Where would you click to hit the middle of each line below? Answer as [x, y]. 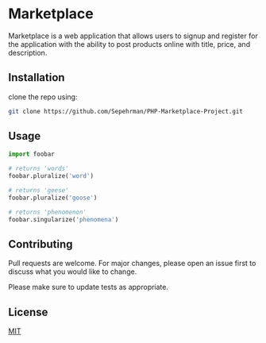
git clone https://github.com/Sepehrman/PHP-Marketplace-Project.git [126, 111]
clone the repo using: [43, 97]
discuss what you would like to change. [73, 272]
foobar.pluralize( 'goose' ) [53, 198]
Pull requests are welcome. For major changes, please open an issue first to [132, 264]
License [28, 312]
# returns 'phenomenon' [48, 212]
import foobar [32, 154]
